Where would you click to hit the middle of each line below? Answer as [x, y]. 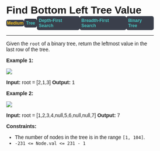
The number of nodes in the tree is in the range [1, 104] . [80, 138]
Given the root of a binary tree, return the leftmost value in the [76, 44]
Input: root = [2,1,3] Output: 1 [41, 83]
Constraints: [21, 126]
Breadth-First [95, 21]
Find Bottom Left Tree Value [74, 10]
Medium [15, 23]
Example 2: [20, 94]
